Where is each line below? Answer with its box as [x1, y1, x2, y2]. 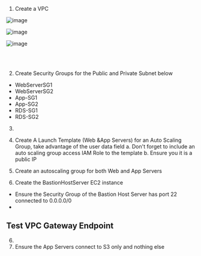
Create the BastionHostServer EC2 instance [14, 179, 124, 186]
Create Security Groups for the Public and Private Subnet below [14, 70, 173, 77]
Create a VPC [14, 5, 49, 12]
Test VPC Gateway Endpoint [6, 221, 114, 231]
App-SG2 [14, 100, 39, 108]
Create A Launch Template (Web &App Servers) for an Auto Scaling [14, 136, 182, 144]
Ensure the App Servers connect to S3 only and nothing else [14, 243, 165, 250]
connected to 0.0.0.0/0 [14, 197, 72, 204]
